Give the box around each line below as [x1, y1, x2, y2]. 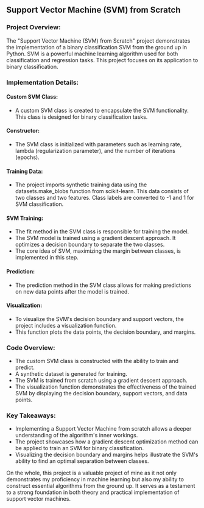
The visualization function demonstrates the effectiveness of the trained [15, 383, 197, 390]
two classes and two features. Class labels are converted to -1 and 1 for [15, 194, 195, 202]
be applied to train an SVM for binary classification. [15, 445, 144, 452]
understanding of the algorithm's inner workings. [15, 432, 138, 439]
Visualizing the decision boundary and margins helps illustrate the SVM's [15, 451, 199, 459]
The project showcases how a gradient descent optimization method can [15, 438, 199, 445]
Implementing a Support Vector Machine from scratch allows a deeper [15, 425, 192, 432]
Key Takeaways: [6, 411, 56, 420]
